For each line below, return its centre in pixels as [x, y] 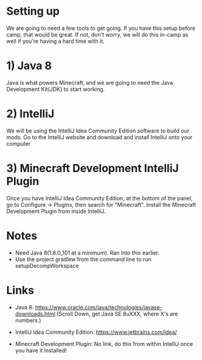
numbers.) [28, 320]
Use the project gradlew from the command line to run [83, 259]
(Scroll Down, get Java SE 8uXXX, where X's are [117, 314]
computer [19, 143]
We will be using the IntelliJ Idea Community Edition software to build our [98, 131]
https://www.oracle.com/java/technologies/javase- [99, 307]
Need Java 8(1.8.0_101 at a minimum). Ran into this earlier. [87, 253]
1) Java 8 [29, 66]
